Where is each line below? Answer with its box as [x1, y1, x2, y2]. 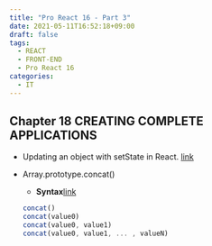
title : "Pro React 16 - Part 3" [9, 13, 131, 23]
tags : [9, 38, 30, 48]
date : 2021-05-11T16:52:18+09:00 [9, 22, 135, 31]
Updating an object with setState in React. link [22, 151, 194, 162]
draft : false [9, 30, 59, 39]
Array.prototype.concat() [22, 169, 115, 180]
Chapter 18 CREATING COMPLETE [9, 114, 205, 129]
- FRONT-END [17, 55, 63, 64]
